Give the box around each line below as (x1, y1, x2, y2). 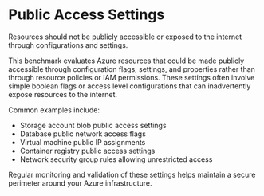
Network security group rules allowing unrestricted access (19, 154, 213, 164)
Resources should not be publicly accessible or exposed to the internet (8, 32, 242, 41)
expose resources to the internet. (8, 89, 118, 99)
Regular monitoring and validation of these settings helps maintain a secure (8, 170, 256, 179)
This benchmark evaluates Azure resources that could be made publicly (8, 56, 245, 65)
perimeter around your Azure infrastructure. (8, 178, 152, 188)
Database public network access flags (19, 129, 146, 139)
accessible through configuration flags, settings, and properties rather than (8, 64, 255, 73)
